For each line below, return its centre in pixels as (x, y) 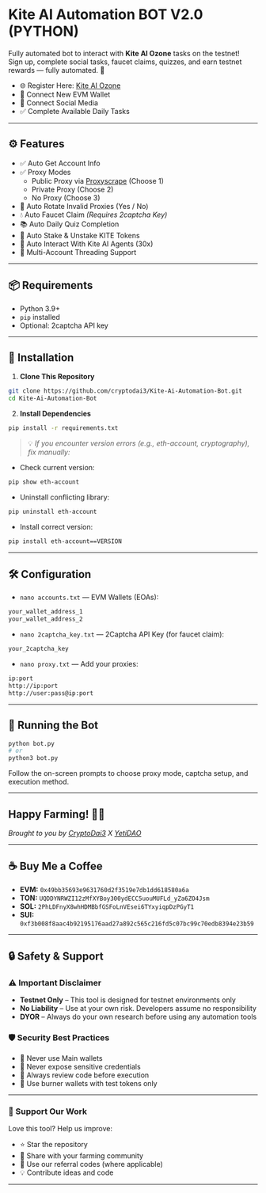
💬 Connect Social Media (59, 103)
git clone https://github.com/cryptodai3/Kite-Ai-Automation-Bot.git (125, 391)
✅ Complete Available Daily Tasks (75, 111)
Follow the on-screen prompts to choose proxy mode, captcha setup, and (128, 773)
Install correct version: (56, 526)
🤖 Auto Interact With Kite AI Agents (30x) (86, 244)
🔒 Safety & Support (56, 957)
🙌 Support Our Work (47, 1111)
